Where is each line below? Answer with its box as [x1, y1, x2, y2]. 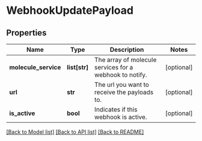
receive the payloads [94, 88, 154, 96]
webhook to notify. [94, 70, 147, 79]
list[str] [67, 63, 89, 71]
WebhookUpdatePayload [6, 4, 134, 17]
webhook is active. [94, 113, 147, 121]
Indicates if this [94, 105, 138, 113]
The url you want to [94, 81, 149, 89]
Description [109, 46, 144, 54]
